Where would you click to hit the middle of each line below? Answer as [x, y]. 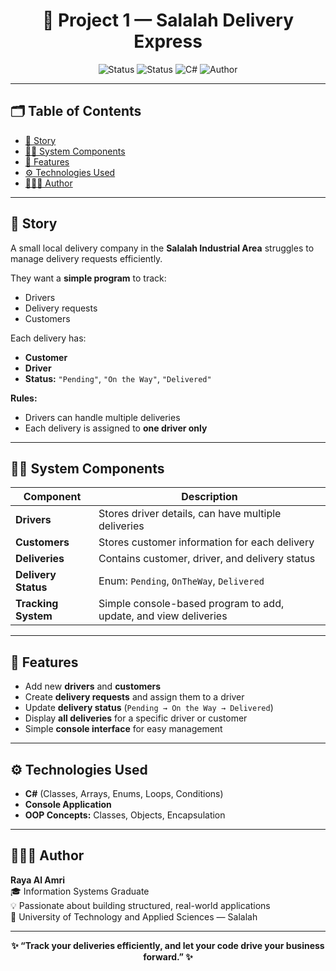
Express [168, 41]
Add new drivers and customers [93, 686]
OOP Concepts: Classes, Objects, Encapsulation [125, 815]
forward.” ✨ [168, 956]
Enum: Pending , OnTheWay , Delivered [181, 581]
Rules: [24, 398]
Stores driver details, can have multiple [190, 514]
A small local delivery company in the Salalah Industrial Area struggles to [162, 248]
